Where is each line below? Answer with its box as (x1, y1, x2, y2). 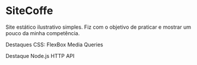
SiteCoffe (5, 4, 53, 18)
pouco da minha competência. (5, 29, 80, 36)
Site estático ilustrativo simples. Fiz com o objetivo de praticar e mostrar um (5, 23, 191, 30)
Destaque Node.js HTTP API (5, 52, 75, 59)
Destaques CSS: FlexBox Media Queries (5, 41, 103, 48)
